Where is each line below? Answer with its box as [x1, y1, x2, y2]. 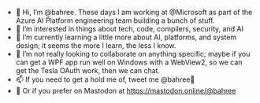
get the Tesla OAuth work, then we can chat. [15, 66, 160, 75]
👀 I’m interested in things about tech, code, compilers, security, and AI [15, 24, 244, 33]
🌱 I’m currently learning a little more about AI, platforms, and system [15, 32, 237, 42]
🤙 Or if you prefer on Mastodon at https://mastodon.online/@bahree [15, 86, 236, 95]
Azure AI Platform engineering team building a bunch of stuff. [15, 16, 215, 25]
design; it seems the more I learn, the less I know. [15, 41, 176, 50]
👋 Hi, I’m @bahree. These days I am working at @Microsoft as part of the [15, 8, 253, 17]
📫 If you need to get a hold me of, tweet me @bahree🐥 [15, 75, 195, 84]
